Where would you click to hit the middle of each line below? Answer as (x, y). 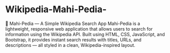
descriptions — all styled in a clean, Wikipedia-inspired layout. (70, 45)
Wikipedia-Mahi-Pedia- (56, 9)
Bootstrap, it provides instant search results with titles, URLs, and (73, 40)
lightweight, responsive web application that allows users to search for (79, 29)
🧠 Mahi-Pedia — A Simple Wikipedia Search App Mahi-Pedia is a (73, 23)
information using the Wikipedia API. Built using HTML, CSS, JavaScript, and (85, 34)
